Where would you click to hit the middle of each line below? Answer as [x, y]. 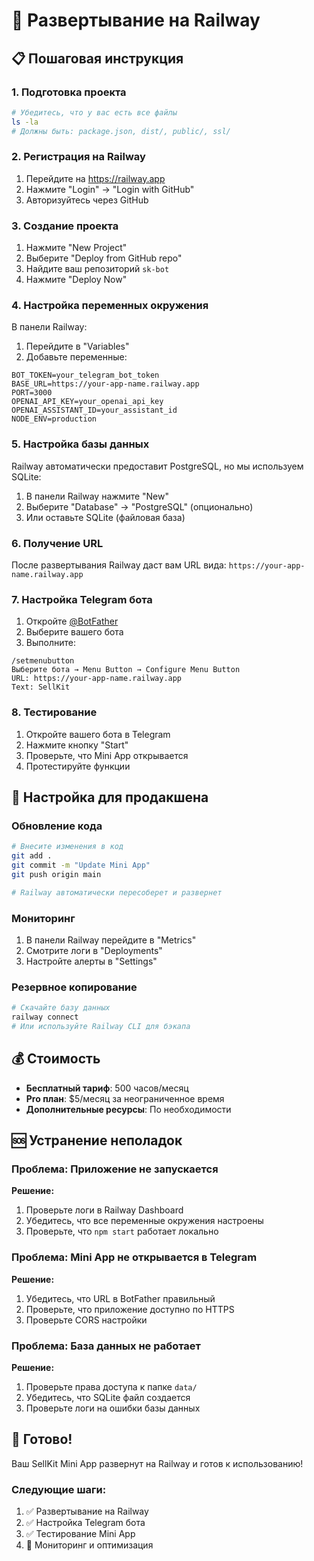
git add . [32, 856]
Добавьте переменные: [76, 357]
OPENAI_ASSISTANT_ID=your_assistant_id [94, 410]
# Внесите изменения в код [67, 847]
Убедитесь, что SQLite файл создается [108, 1397]
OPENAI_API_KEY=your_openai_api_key [87, 402]
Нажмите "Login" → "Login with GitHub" [110, 189]
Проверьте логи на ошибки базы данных [113, 1408]
